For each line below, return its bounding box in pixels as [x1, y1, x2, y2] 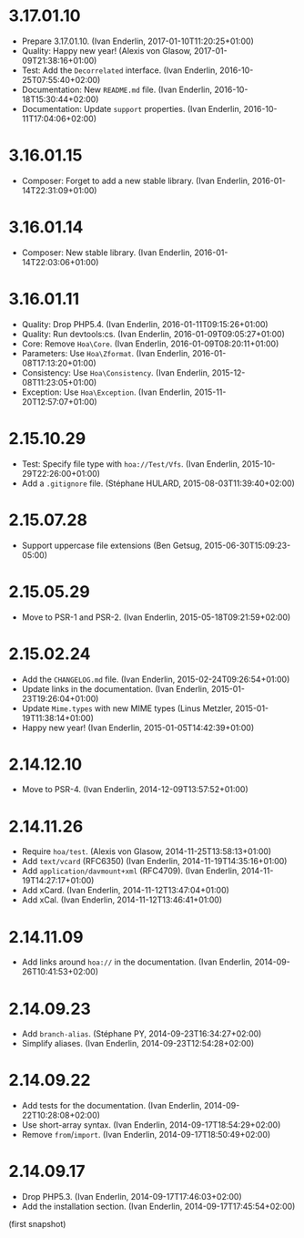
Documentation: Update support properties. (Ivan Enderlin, [21, 103, 242, 114]
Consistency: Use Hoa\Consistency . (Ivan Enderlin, [21, 366, 210, 378]
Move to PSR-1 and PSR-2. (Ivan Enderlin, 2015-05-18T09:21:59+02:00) [21, 612, 291, 623]
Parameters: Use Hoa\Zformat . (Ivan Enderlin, [21, 347, 190, 358]
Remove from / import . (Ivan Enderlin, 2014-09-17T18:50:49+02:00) [21, 1130, 271, 1140]
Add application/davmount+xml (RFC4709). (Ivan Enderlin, [21, 865, 240, 876]
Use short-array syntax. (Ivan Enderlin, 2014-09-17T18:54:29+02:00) [21, 1119, 281, 1130]
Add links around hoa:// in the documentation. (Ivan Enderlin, [21, 956, 253, 967]
